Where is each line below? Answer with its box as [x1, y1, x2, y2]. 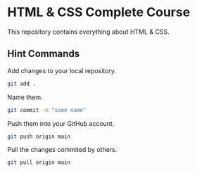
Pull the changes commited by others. [7, 146, 117, 154]
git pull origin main [7, 159, 71, 166]
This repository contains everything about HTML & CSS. [7, 27, 170, 36]
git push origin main [7, 133, 71, 140]
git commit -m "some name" [7, 106, 87, 113]
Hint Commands [7, 48, 80, 60]
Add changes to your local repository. [7, 66, 117, 75]
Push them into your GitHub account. [7, 119, 115, 127]
